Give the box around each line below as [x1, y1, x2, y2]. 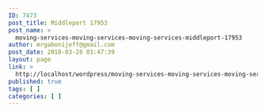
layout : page [8, 56, 51, 64]
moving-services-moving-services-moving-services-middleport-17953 [15, 33, 243, 42]
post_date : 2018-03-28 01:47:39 [8, 48, 115, 56]
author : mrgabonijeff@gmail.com [8, 41, 115, 49]
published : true [8, 77, 62, 85]
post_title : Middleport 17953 [8, 19, 108, 27]
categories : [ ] [8, 92, 62, 100]
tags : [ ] [8, 84, 41, 93]
